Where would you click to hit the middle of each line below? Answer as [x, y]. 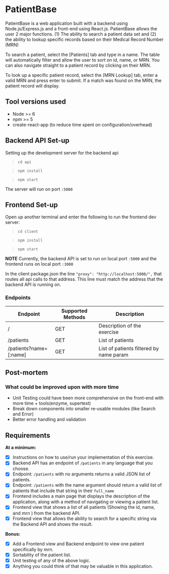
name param [114, 355]
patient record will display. [32, 86]
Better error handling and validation [49, 419]
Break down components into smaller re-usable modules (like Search [84, 409]
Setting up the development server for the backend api [62, 153]
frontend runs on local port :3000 [39, 264]
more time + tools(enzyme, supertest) [52, 403]
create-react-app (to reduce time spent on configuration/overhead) [82, 124]
